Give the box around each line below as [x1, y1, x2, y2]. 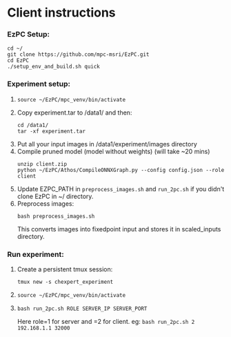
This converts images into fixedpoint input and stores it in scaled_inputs [17, 224, 221, 233]
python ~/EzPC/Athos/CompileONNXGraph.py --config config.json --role [17, 166, 225, 173]
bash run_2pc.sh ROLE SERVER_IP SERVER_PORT [17, 305, 148, 312]
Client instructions [7, 5, 116, 21]
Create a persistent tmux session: [17, 265, 113, 273]
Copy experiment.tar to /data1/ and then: [17, 108, 132, 117]
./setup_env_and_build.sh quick [7, 64, 100, 70]
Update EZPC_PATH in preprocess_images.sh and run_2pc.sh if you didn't [17, 184, 225, 193]
